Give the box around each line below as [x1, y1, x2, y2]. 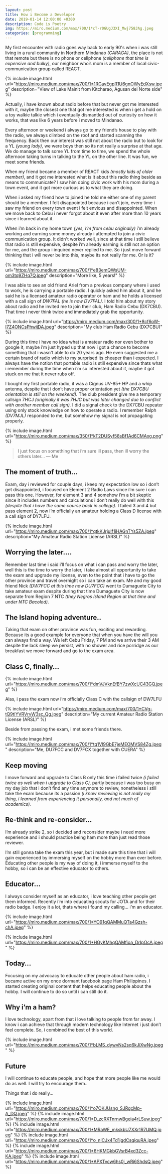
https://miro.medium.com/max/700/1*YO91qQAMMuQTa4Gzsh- [15, 919, 148, 925]
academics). [5, 801, 32, 807]
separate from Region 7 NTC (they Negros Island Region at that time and [5, 593, 156, 600]
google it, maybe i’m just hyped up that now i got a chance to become [5, 344, 149, 350]
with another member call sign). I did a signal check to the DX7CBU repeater [5, 402, 163, 408]
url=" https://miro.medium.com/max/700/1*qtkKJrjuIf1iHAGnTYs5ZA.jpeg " [5, 528, 157, 534]
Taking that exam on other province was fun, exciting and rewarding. [5, 627, 147, 633]
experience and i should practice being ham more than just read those [5, 834, 150, 840]
